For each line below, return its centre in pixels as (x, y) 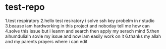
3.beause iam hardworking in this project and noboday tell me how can (78, 25)
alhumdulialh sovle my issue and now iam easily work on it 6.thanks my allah (83, 36)
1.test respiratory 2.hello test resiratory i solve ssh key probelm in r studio (80, 21)
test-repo (25, 7)
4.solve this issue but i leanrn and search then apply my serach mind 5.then (82, 31)
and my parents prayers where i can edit (46, 41)
